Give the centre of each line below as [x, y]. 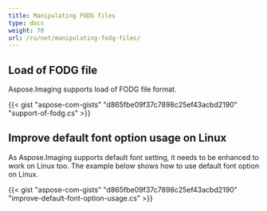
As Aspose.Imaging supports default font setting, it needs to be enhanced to [133, 157]
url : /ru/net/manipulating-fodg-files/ [75, 38]
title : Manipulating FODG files [62, 16]
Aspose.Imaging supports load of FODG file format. [92, 89]
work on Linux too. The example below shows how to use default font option [134, 166]
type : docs [26, 23]
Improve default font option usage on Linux [118, 138]
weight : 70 [26, 30]
